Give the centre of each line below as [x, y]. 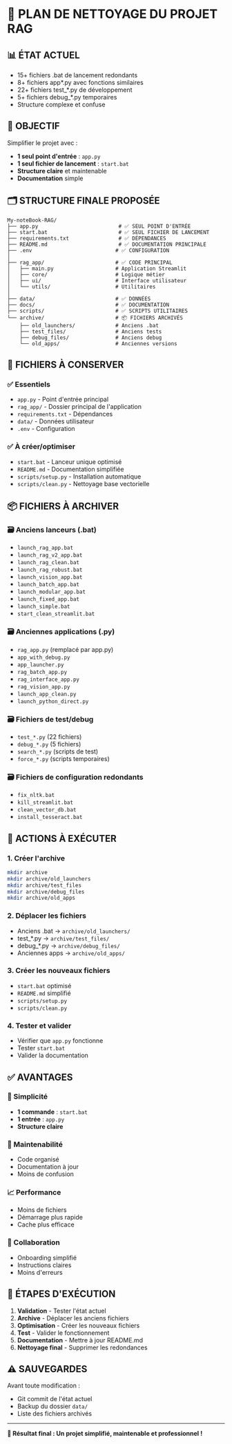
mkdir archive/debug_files [46, 892]
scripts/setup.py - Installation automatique [79, 476]
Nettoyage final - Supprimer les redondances [82, 1347]
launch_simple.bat [43, 607]
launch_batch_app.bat [48, 585]
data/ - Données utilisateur [56, 421]
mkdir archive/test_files [44, 885]
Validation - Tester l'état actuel [61, 1311]
